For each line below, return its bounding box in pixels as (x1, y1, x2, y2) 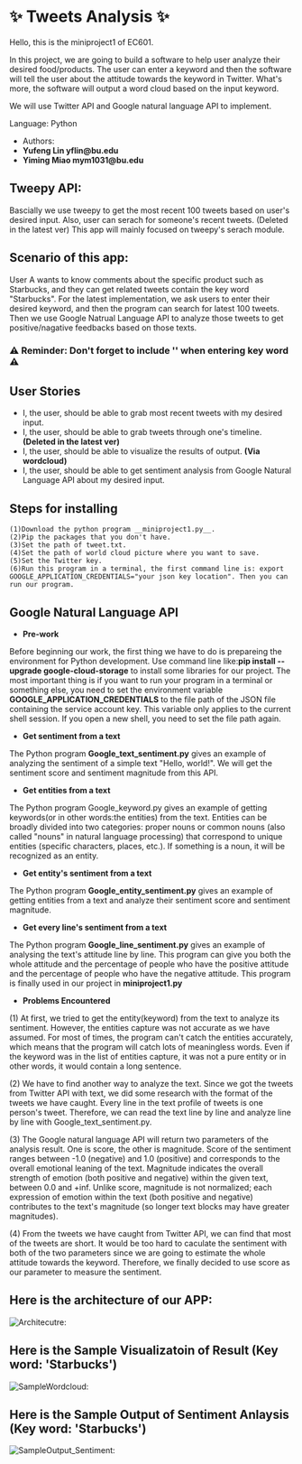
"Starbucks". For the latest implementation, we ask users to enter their (9, 293, 270, 304)
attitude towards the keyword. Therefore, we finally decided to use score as (9, 1256, 290, 1267)
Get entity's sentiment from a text (22, 867, 152, 878)
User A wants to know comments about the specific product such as (9, 273, 264, 285)
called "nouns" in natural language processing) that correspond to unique (9, 830, 283, 841)
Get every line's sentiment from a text (22, 922, 168, 932)
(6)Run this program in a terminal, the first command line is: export (9, 564, 284, 574)
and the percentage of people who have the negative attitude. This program (9, 968, 291, 978)
